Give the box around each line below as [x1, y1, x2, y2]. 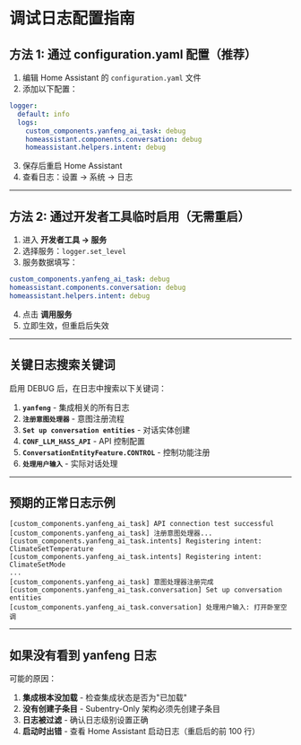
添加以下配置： [21, 83, 78, 94]
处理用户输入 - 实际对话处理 [21, 458, 118, 469]
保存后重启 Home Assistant [21, 161, 123, 171]
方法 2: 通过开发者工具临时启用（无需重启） [9, 208, 251, 224]
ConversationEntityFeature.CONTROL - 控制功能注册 [21, 446, 211, 458]
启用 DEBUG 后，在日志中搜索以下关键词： [9, 382, 168, 393]
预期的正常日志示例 [9, 495, 116, 510]
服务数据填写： [21, 257, 78, 267]
